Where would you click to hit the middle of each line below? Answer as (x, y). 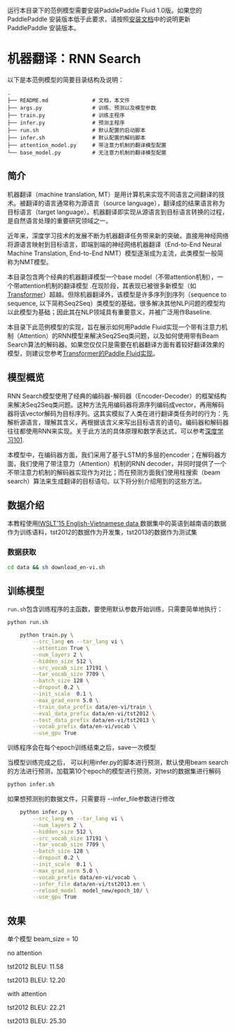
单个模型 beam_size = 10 (43, 939)
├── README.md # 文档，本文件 (68, 100)
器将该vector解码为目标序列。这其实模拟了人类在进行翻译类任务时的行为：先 (118, 413)
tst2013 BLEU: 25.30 (37, 1021)
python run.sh (28, 623)
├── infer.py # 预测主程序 (66, 123)
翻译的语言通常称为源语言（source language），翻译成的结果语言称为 (125, 203)
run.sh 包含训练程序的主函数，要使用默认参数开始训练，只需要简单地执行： (115, 609)
